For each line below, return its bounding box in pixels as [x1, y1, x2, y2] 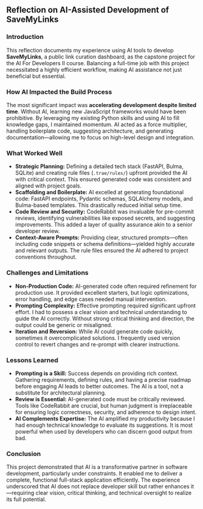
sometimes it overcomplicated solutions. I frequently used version [15, 334, 181, 342]
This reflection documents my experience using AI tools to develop [6, 46, 174, 54]
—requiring [6, 490, 35, 497]
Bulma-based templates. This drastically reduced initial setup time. [15, 202, 182, 209]
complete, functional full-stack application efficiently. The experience [6, 476, 181, 483]
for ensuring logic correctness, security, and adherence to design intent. [15, 408, 197, 416]
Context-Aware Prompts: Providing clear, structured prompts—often [15, 234, 188, 241]
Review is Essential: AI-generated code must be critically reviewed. [15, 395, 186, 402]
